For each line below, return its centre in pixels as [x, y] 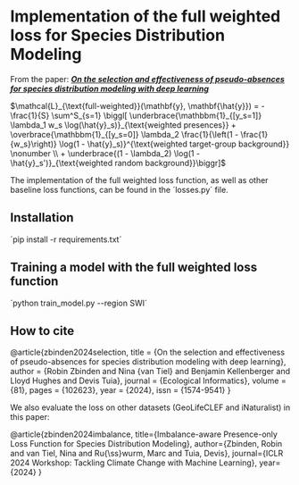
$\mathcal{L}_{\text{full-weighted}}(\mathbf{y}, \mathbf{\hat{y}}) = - [138, 105]
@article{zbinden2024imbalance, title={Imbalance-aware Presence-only [144, 434]
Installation [42, 217]
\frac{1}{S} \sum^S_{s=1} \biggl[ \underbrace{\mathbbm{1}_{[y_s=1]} [136, 115]
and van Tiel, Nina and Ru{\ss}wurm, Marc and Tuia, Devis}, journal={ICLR [147, 454]
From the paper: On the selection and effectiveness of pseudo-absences [147, 79]
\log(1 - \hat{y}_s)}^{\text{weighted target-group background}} [174, 144]
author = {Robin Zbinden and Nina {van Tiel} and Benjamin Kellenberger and [150, 372]
